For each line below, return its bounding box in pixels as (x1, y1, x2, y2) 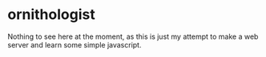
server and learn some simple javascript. (7, 40, 142, 49)
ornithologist (7, 6, 95, 24)
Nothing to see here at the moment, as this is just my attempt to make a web (7, 32, 259, 41)
